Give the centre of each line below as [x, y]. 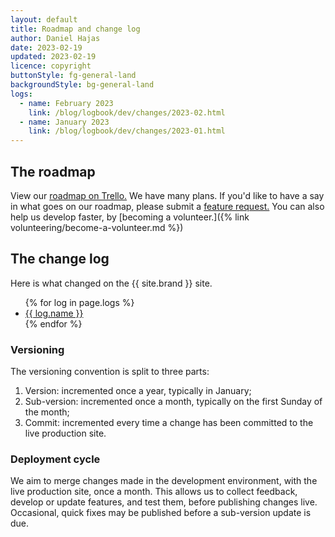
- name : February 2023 [66, 103]
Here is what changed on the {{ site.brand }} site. [111, 283]
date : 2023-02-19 [46, 47]
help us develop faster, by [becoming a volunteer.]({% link [130, 217]
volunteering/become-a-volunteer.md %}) [97, 227]
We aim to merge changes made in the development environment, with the [164, 481]
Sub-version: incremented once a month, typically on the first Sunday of [173, 402]
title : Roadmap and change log [75, 29]
